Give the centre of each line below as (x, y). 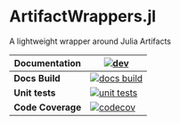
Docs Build (37, 78)
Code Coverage (48, 107)
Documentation (48, 62)
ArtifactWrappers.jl (83, 17)
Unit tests (35, 93)
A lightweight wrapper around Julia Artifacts (90, 41)
